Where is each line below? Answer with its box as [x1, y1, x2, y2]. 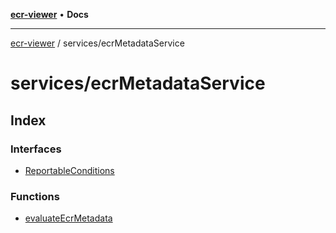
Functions [10, 189, 60, 203]
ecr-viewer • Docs [10, 9, 89, 20]
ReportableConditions [24, 164, 115, 176]
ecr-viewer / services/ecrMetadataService [10, 37, 185, 49]
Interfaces [10, 142, 62, 156]
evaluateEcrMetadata [24, 212, 113, 224]
